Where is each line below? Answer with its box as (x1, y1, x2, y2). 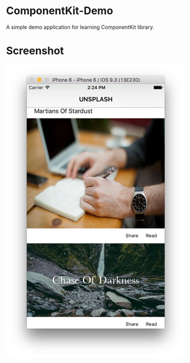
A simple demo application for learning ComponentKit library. (6, 23, 155, 31)
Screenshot (6, 44, 64, 58)
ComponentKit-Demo (6, 4, 114, 18)
